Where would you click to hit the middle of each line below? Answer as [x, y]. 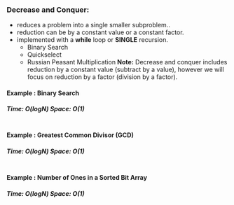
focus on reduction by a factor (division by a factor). [102, 77]
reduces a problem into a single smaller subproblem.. [94, 25]
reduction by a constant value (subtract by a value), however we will [126, 70]
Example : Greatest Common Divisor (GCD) [70, 135]
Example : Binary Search [43, 93]
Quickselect [44, 55]
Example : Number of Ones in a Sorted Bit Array [77, 178]
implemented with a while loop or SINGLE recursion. [92, 40]
